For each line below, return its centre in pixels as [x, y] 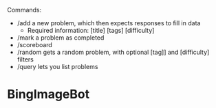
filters [25, 59]
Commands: [24, 10]
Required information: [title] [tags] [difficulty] [91, 30]
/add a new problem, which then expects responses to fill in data [109, 23]
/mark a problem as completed [61, 38]
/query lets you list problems [57, 67]
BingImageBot [48, 94]
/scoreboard [35, 45]
